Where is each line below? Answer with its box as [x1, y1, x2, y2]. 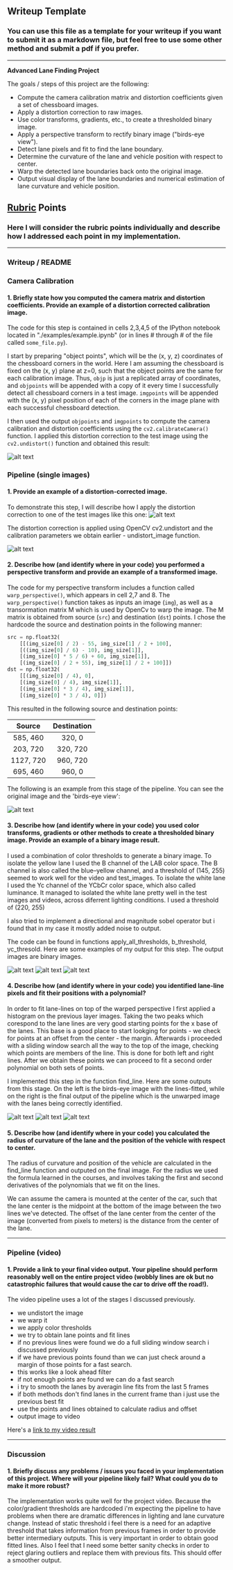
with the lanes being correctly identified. [7, 1099, 123, 1108]
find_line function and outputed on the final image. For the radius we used [7, 1166, 218, 1174]
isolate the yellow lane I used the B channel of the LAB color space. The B [7, 859, 218, 867]
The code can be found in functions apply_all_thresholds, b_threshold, [7, 937, 207, 946]
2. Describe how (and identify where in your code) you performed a [7, 560, 205, 569]
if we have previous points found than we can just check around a [17, 1353, 206, 1361]
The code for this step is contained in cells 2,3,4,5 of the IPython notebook [7, 323, 221, 332]
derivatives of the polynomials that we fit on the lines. [7, 1181, 160, 1190]
